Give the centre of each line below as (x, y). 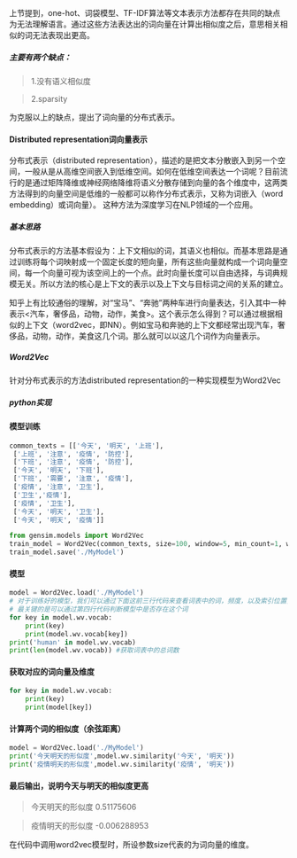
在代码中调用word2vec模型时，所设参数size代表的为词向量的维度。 (131, 845)
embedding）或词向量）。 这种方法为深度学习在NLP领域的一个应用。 (133, 205)
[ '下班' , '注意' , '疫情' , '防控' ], (73, 462)
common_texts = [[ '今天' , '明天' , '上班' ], (87, 446)
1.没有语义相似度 (61, 81)
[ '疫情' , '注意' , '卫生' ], (58, 487)
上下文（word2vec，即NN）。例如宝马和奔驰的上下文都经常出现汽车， (151, 325)
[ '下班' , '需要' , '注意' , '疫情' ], (73, 479)
